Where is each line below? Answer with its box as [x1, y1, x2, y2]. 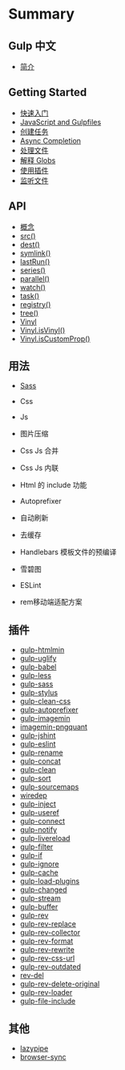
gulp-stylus [19, 688, 58, 697]
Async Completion [19, 135, 82, 145]
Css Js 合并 [19, 446, 59, 456]
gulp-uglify [19, 654, 57, 664]
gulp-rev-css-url [19, 953, 75, 964]
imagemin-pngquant [19, 722, 88, 732]
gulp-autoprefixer [19, 705, 79, 714]
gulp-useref [19, 808, 60, 818]
